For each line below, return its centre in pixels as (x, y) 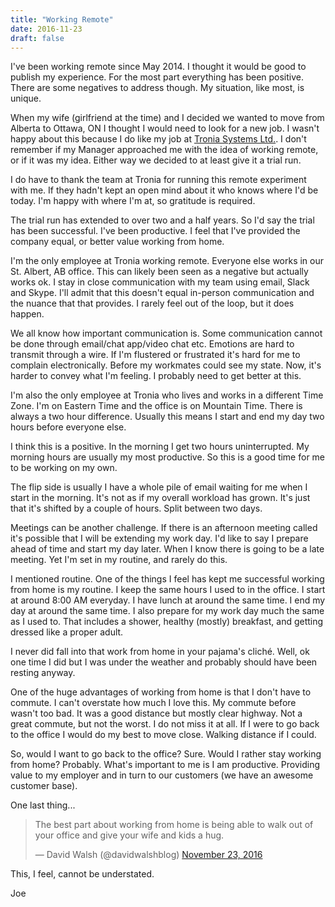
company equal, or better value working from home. (117, 242)
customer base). (44, 786)
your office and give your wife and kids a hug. (129, 835)
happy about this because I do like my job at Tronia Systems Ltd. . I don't (158, 139)
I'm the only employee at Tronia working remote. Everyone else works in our (167, 261)
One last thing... (43, 805)
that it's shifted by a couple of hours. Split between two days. (136, 508)
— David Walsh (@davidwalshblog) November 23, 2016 (148, 855)
